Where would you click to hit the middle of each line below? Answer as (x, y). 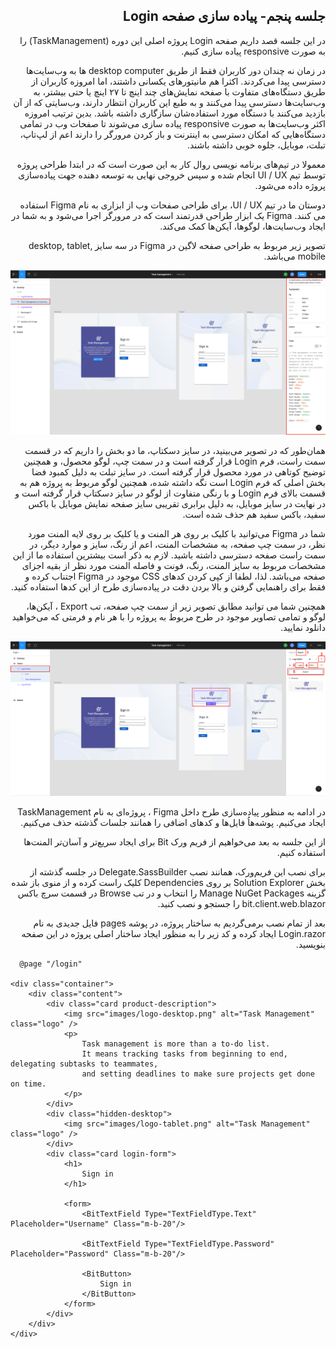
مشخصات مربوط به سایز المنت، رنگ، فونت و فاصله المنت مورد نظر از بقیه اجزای (173, 565)
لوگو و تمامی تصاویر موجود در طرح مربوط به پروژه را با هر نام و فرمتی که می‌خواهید (168, 616)
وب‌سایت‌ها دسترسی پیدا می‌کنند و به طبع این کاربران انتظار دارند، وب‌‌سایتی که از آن (169, 102)
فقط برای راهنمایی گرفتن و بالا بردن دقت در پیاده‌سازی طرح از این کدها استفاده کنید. (168, 586)
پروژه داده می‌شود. (290, 185)
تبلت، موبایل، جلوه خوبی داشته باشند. (256, 145)
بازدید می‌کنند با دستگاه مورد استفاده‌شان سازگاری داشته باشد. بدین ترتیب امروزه (175, 113)
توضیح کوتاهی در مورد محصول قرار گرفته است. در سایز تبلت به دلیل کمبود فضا (178, 471)
